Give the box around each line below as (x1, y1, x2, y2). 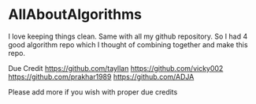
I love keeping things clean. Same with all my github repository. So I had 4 (8, 32, 248, 41)
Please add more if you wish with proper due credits (8, 87, 178, 96)
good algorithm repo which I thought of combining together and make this (8, 39, 248, 49)
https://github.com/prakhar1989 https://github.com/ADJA (8, 72, 195, 81)
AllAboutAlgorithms (8, 6, 142, 24)
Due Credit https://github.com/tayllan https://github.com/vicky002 (8, 63, 224, 72)
